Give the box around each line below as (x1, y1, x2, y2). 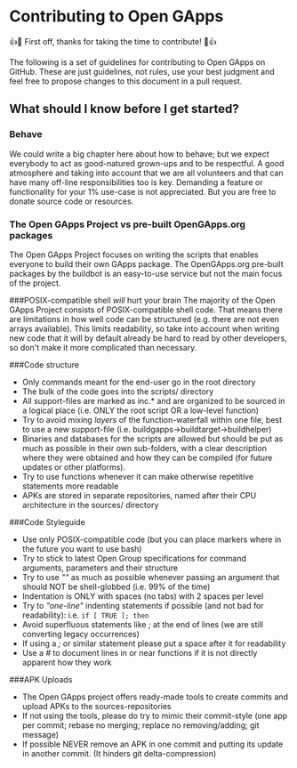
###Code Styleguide (9, 516, 86, 527)
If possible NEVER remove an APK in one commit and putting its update (21, 739, 284, 749)
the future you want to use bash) (21, 543, 142, 554)
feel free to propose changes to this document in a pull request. (9, 76, 243, 86)
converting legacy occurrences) (21, 628, 140, 639)
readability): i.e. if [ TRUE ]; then (21, 610, 149, 620)
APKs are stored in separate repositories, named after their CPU (21, 489, 257, 500)
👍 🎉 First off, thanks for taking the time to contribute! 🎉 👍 (9, 36, 217, 46)
